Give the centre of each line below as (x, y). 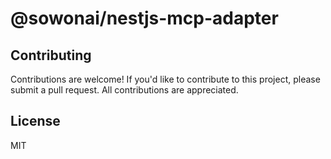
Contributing (51, 55)
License (35, 121)
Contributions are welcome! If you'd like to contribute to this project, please (165, 79)
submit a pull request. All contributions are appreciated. (124, 90)
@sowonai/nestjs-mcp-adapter (144, 18)
